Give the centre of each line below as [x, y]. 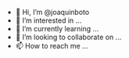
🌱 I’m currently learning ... [57, 29]
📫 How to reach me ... [52, 46]
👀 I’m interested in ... [48, 20]
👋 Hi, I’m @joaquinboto [52, 12]
